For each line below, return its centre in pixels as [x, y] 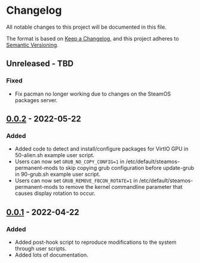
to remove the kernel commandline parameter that [121, 187]
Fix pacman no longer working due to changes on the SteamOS [93, 94]
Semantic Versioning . [32, 45]
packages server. [36, 100]
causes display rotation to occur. [55, 193]
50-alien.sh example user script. [55, 155]
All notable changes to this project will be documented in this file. [87, 27]
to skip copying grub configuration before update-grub [127, 168]
